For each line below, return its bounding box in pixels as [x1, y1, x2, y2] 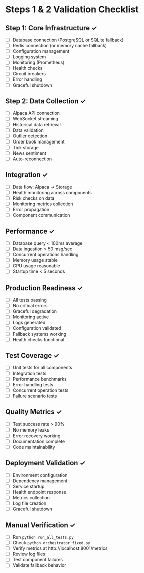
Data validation [12, 127, 44, 133]
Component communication [12, 212, 70, 218]
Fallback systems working [12, 331, 67, 337]
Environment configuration [12, 472, 68, 478]
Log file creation [12, 500, 47, 506]
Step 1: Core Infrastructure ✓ [5, 24, 97, 32]
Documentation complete [12, 438, 65, 444]
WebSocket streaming [12, 116, 59, 122]
